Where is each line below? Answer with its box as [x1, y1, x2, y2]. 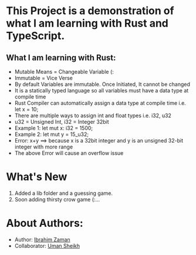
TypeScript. [6, 29, 65, 42]
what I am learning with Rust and [6, 16, 168, 30]
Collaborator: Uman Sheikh [14, 242, 80, 249]
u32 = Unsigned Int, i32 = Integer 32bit [14, 118, 110, 125]
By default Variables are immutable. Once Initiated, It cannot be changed [14, 81, 191, 88]
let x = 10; [14, 106, 39, 112]
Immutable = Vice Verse [14, 75, 73, 81]
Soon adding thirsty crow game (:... [14, 196, 100, 203]
